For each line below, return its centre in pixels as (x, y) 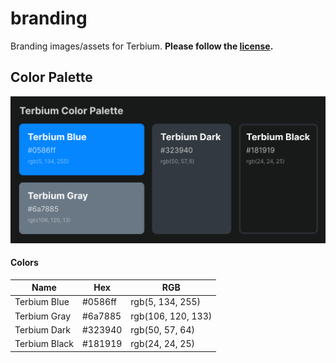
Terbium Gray (43, 316)
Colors (24, 263)
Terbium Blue (42, 302)
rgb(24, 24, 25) (162, 344)
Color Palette (51, 77)
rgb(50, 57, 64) (162, 329)
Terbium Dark (42, 329)
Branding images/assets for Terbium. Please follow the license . (142, 46)
